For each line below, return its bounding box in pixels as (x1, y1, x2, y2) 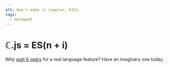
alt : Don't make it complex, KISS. (5, 7, 81, 13)
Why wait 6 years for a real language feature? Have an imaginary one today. (5, 56, 164, 62)
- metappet (10, 17, 33, 22)
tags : (5, 12, 17, 17)
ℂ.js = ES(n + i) (5, 39, 68, 51)
